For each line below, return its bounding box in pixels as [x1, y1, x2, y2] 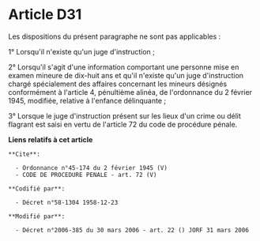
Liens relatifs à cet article [8, 134, 93, 144]
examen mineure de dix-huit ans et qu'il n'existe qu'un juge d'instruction [8, 70, 243, 80]
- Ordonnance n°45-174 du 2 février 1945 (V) [15, 164, 168, 171]
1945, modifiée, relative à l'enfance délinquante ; [8, 96, 167, 105]
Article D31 [8, 6, 82, 24]
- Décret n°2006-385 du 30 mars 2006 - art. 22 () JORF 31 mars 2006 [15, 226, 249, 234]
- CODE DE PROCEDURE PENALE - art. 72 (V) [15, 171, 157, 179]
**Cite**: [8, 150, 41, 158]
